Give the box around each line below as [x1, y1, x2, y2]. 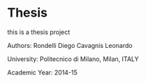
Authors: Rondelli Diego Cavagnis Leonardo [7, 41, 133, 49]
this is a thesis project [7, 28, 71, 36]
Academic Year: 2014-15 [7, 68, 78, 76]
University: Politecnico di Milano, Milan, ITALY [7, 54, 139, 63]
